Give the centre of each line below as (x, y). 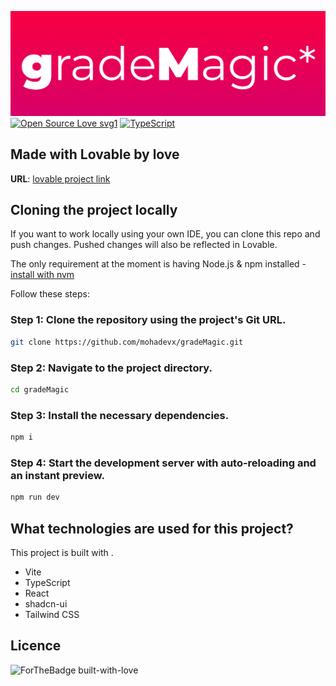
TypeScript (47, 582)
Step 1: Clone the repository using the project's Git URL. (148, 320)
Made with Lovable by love (95, 154)
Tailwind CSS (52, 614)
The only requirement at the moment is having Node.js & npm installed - (158, 264)
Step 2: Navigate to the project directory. (111, 368)
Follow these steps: (50, 294)
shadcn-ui (46, 603)
